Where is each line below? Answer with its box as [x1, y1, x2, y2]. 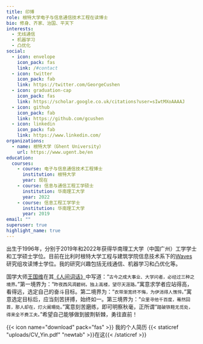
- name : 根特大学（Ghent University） [11, 143, 104, 150]
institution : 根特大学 [22, 171, 76, 178]
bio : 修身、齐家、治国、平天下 [6, 20, 74, 26]
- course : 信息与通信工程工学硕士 [17, 183, 94, 189]
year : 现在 [22, 177, 48, 183]
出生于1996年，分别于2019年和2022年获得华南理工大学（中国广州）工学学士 [6, 245, 197, 252]
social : [6, 48, 26, 54]
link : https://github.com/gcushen [17, 115, 104, 121]
